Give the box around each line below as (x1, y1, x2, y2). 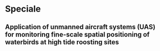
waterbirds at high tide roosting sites (5, 38, 119, 46)
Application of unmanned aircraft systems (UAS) (5, 23, 156, 31)
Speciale (5, 3, 41, 15)
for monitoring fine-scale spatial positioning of (5, 30, 150, 38)
